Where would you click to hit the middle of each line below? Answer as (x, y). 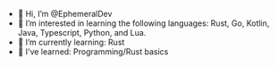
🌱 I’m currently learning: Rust (71, 42)
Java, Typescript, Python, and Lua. (82, 33)
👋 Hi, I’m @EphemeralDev (65, 14)
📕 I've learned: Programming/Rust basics (93, 52)
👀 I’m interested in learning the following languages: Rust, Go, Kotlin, (143, 23)
